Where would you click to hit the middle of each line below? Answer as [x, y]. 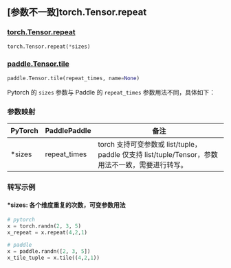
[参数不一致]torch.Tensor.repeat [77, 12]
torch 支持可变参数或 [131, 145]
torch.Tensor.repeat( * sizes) [49, 47]
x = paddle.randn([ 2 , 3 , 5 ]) [49, 251]
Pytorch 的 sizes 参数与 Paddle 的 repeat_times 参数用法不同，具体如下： [111, 92]
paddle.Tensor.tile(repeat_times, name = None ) [73, 78]
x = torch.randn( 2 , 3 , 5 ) [44, 226]
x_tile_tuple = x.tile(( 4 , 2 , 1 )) [53, 258]
